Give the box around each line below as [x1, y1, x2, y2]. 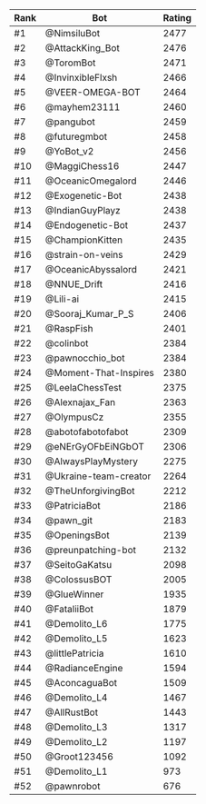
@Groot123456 [44, 750, 113, 762]
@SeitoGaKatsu [44, 559, 113, 571]
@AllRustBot [44, 706, 98, 719]
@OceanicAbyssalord [44, 263, 138, 275]
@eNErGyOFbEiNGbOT [44, 441, 145, 452]
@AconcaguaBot [44, 677, 118, 689]
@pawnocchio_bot [44, 352, 125, 364]
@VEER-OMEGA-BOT [44, 86, 141, 98]
